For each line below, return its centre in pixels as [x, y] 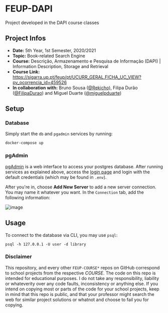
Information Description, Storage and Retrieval [60, 66]
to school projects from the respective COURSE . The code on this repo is [80, 273]
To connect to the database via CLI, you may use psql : [61, 235]
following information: [28, 197]
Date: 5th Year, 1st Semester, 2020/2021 [54, 50]
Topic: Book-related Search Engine [49, 56]
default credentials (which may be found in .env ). [56, 177]
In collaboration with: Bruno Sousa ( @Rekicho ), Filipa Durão [75, 88]
